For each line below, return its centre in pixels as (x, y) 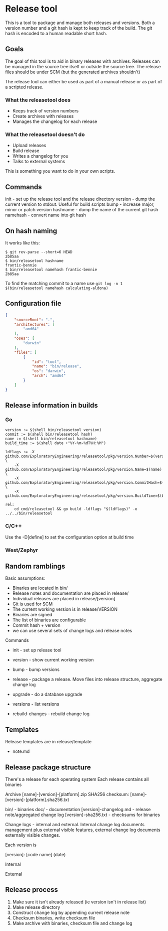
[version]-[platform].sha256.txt (37, 800)
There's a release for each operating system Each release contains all (77, 779)
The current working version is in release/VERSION (65, 609)
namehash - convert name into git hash (46, 215)
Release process (32, 890)
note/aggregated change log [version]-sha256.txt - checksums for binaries (82, 815)
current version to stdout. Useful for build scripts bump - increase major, (80, 204)
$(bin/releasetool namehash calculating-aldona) (57, 288)
